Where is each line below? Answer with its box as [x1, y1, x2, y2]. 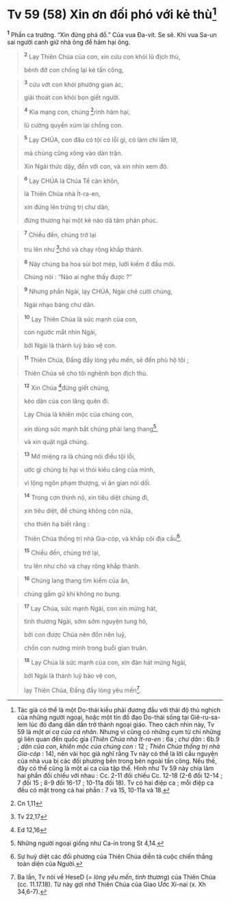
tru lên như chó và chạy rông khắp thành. [23, 562, 140, 570]
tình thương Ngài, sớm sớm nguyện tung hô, [23, 618, 149, 626]
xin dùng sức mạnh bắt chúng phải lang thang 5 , [23, 423, 159, 432]
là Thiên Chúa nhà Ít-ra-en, [23, 190, 101, 198]
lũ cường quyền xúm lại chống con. [23, 121, 123, 129]
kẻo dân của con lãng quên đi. [23, 397, 110, 405]
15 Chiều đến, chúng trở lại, [23, 548, 101, 557]
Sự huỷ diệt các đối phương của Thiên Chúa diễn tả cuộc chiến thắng [16, 852, 213, 860]
